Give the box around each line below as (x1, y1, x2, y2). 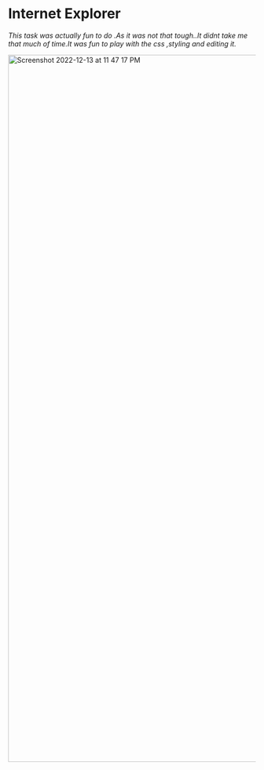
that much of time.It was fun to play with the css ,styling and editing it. (8, 38, 237, 48)
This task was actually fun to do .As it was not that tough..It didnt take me (8, 31, 248, 40)
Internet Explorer (8, 5, 122, 23)
